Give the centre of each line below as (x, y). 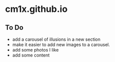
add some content (31, 55)
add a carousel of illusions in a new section (56, 39)
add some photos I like (35, 50)
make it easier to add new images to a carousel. (61, 45)
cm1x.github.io (36, 9)
